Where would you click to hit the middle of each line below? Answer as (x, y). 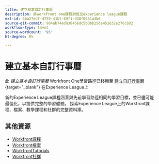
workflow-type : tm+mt (27, 28)
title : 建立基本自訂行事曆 (29, 9)
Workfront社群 (26, 156)
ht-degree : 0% (19, 37)
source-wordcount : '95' (29, 32)
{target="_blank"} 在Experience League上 (47, 87)
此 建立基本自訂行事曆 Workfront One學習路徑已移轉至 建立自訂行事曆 (75, 81)
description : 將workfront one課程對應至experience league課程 (66, 14)
